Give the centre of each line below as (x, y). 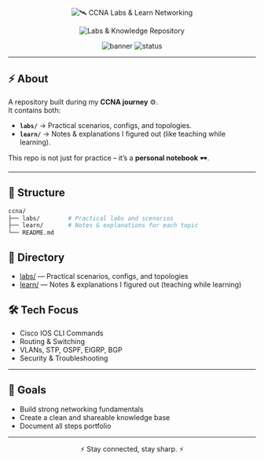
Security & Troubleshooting (64, 358)
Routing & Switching (52, 341)
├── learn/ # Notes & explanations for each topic (103, 225)
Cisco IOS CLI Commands (61, 333)
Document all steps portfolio (65, 426)
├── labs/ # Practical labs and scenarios (91, 218)
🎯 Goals (27, 390)
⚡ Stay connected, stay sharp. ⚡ (132, 448)
